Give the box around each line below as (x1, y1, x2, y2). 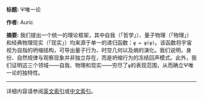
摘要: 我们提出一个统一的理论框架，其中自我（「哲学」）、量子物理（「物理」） (6, 31, 192, 39)
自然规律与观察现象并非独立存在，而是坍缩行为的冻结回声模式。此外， (16, 54, 192, 61)
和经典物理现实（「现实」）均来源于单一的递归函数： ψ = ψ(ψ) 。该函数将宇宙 (6, 39, 192, 46)
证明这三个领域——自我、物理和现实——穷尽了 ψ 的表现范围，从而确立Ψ (11, 61, 188, 69)
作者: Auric (6, 19, 34, 26)
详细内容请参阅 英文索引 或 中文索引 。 (6, 87, 97, 95)
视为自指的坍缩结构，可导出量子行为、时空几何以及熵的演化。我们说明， (6, 46, 186, 54)
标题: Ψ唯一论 (6, 6, 41, 13)
